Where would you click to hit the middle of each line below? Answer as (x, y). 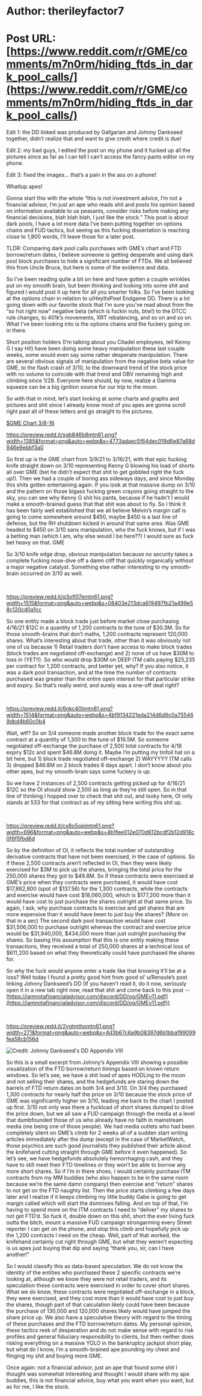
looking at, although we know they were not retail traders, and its (87, 1279)
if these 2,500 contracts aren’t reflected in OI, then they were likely (89, 863)
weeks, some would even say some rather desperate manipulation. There (97, 355)
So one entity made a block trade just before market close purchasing (93, 621)
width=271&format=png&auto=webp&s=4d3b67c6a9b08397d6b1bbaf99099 (101, 1033)
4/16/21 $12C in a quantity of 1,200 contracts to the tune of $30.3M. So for (98, 627)
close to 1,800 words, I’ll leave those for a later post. (71, 237)
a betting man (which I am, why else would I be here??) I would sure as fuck (100, 536)
